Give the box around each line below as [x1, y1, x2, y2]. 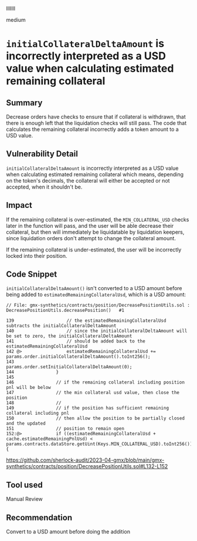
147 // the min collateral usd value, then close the [6, 390, 180, 396]
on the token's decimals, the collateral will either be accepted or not [6, 177, 170, 184]
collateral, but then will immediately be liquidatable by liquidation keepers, [6, 229, 185, 236]
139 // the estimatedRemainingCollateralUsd [6, 318, 167, 324]
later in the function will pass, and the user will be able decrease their [6, 222, 174, 229]
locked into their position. [6, 252, 67, 259]
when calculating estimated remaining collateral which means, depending [6, 170, 184, 178]
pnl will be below [6, 385, 51, 391]
